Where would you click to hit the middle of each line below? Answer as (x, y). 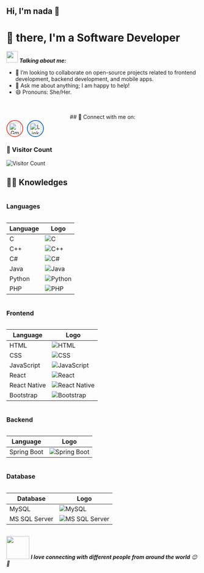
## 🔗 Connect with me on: (103, 117)
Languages (24, 207)
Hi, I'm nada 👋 (33, 11)
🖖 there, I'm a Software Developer (93, 38)
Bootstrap (24, 395)
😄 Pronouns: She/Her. (43, 92)
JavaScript (25, 365)
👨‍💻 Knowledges (37, 182)
